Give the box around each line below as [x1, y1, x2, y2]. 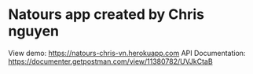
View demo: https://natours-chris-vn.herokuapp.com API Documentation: [8, 48, 246, 57]
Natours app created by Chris [8, 6, 204, 24]
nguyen [8, 22, 60, 40]
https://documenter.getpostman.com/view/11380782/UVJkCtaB [8, 57, 214, 66]
